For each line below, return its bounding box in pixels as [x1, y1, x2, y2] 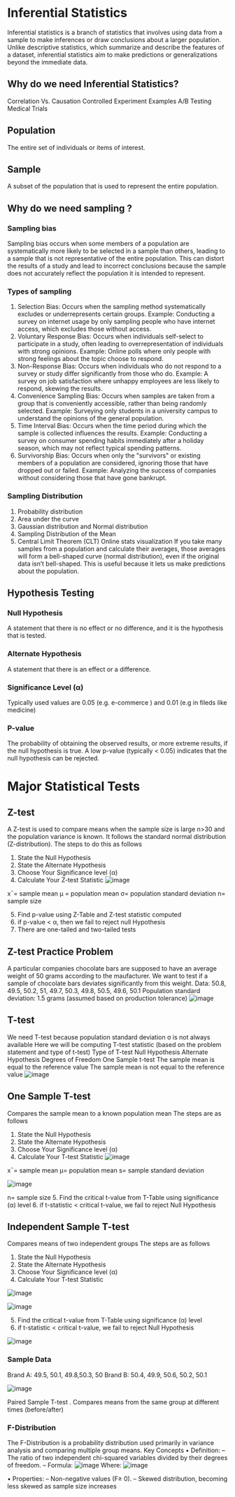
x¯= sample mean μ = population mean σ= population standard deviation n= [7, 889, 226, 898]
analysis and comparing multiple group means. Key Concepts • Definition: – [7, 1446, 225, 1455]
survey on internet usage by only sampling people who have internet [17, 317, 215, 326]
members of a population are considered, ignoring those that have [17, 459, 208, 467]
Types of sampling [7, 286, 72, 296]
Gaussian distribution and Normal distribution [17, 522, 148, 531]
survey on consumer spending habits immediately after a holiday [17, 437, 204, 445]
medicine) [7, 706, 36, 714]
